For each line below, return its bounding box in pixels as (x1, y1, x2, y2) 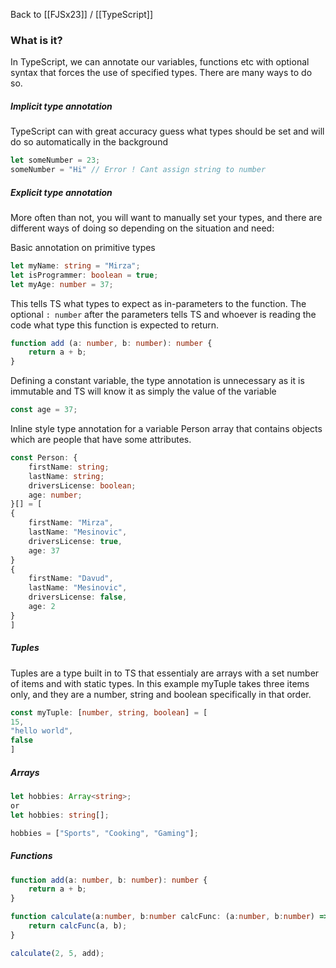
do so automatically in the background (10, 136, 168, 148)
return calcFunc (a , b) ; (28, 921, 128, 931)
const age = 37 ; (10, 405, 78, 415)
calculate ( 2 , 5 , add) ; (10, 948, 105, 958)
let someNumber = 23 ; (10, 155, 101, 166)
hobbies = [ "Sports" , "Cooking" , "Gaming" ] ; (10, 828, 199, 838)
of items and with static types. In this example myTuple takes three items (10, 677, 310, 689)
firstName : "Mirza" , (28, 518, 114, 528)
